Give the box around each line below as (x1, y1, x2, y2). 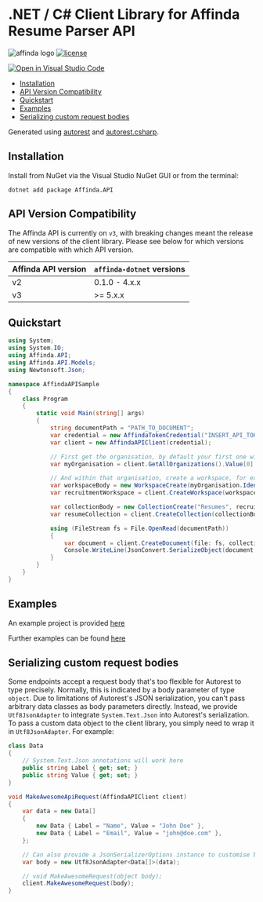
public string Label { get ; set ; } (22, 764, 139, 772)
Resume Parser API (8, 22, 135, 40)
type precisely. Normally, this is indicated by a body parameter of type (8, 685, 235, 695)
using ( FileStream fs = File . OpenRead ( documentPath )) (49, 524, 229, 532)
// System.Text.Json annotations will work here (22, 757, 184, 765)
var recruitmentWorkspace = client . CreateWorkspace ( (49, 489, 225, 497)
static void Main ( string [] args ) (36, 410, 146, 418)
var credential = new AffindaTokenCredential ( (49, 431, 205, 439)
